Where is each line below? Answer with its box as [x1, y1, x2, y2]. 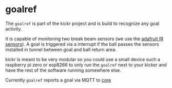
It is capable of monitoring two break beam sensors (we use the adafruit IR [5, 36, 163, 42]
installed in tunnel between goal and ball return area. [5, 46, 117, 52]
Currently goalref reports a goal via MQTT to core [5, 77, 111, 83]
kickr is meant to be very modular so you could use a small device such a [5, 56, 161, 62]
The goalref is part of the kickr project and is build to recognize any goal [5, 20, 160, 26]
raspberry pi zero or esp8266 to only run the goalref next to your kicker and [5, 62, 167, 68]
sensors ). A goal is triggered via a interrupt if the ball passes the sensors [5, 41, 159, 47]
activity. [5, 25, 22, 32]
